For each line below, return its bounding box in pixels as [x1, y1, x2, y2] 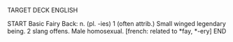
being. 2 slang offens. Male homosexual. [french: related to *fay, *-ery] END [7, 27, 227, 35]
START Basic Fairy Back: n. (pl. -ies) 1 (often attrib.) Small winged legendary [7, 20, 226, 27]
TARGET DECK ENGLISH [7, 6, 78, 14]
